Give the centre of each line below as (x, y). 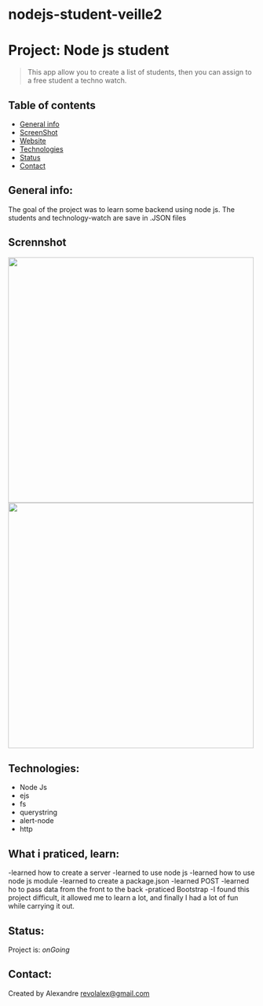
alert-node (37, 821)
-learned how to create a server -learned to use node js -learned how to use (131, 872)
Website (33, 141)
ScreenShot (38, 132)
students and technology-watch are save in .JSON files (97, 218)
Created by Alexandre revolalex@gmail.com (79, 993)
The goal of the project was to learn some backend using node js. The (122, 209)
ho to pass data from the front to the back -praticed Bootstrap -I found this (129, 890)
